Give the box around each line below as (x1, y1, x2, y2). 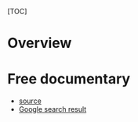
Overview (7, 35, 72, 52)
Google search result (18, 105, 87, 114)
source (18, 96, 42, 105)
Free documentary (7, 70, 131, 88)
